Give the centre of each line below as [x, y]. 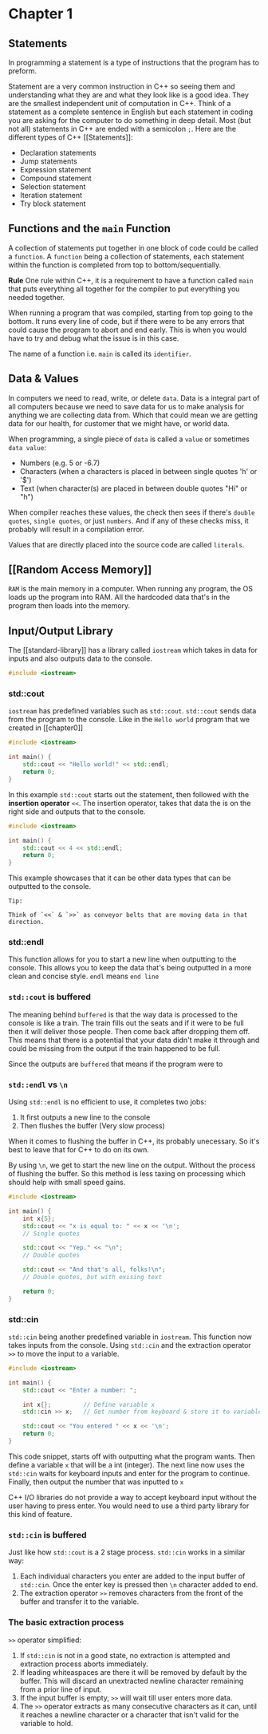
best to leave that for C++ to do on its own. [79, 1150]
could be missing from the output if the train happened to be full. [114, 1048]
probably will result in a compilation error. [77, 529]
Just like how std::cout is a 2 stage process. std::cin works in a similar [127, 1552]
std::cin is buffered [47, 1535]
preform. [23, 71]
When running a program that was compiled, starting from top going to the [131, 313]
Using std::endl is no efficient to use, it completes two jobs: [107, 1102]
